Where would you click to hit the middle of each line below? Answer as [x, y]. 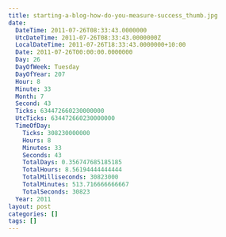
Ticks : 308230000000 [56, 133]
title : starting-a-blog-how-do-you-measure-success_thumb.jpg [113, 15]
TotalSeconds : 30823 [56, 192]
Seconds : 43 [42, 155]
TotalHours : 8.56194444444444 [73, 170]
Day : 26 [28, 60]
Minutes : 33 [42, 148]
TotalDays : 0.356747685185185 [73, 163]
